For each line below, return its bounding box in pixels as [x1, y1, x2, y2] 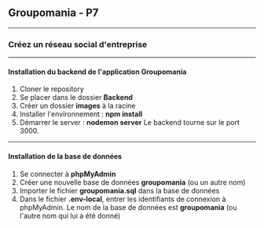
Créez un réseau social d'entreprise [8, 39, 148, 50]
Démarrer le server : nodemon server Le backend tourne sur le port [19, 118, 240, 127]
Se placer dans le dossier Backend [19, 93, 134, 102]
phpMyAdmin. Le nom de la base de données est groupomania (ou [19, 202, 237, 211]
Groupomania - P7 [8, 6, 99, 20]
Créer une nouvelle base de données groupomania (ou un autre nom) [19, 177, 246, 187]
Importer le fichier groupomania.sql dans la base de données [19, 186, 220, 195]
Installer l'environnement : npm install [19, 109, 143, 119]
